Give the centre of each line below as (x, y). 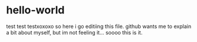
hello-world (36, 10)
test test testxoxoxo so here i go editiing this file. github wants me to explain (99, 26)
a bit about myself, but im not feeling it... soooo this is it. (74, 32)
